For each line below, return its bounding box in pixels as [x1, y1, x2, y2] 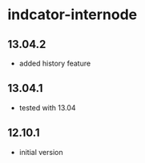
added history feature [18, 58, 91, 68]
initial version [18, 147, 63, 157]
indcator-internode [7, 6, 138, 24]
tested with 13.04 [18, 102, 77, 113]
